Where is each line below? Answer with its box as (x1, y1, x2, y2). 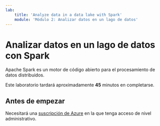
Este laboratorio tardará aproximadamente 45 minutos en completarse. (5, 82, 155, 88)
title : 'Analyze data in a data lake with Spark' (14, 12, 123, 17)
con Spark (5, 49, 50, 61)
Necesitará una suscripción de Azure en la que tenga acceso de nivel (5, 110, 152, 116)
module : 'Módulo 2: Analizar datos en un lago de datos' (14, 17, 139, 22)
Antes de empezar (5, 96, 65, 105)
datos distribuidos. (5, 72, 44, 78)
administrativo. (5, 116, 37, 122)
